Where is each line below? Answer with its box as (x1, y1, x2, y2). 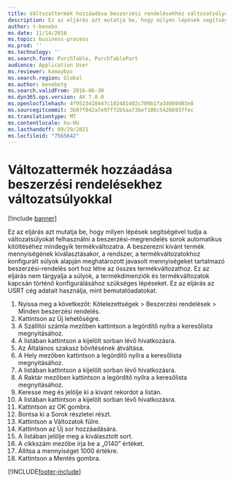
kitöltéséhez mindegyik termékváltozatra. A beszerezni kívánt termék (8, 243, 205, 251)
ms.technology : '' (8, 49, 61, 56)
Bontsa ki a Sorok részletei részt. (17, 410, 112, 418)
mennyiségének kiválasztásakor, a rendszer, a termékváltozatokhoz (8, 250, 201, 258)
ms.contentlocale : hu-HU (8, 119, 80, 127)
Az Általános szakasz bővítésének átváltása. (17, 344, 145, 353)
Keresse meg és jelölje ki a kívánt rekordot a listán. (17, 388, 162, 396)
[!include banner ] (8, 214, 57, 223)
